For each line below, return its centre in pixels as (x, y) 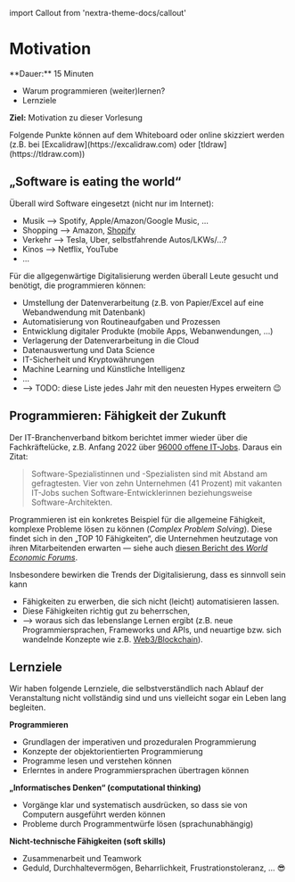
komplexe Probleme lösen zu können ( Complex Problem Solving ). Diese (141, 529)
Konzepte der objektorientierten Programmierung (112, 752)
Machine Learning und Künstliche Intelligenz (103, 368)
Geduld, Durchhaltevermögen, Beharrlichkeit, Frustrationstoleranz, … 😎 (154, 868)
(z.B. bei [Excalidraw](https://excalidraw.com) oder (102, 144)
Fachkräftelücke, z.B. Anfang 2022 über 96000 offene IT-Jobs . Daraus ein (146, 447)
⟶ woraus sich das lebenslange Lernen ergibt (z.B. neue (127, 620)
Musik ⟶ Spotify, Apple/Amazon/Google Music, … (115, 220)
